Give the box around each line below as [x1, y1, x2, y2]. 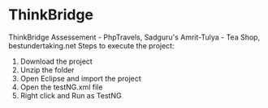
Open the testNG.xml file [19, 82, 103, 92]
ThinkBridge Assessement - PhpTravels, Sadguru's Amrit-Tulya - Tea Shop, [8, 32, 261, 42]
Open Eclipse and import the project [19, 73, 142, 83]
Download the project [19, 56, 93, 66]
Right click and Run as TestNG [19, 90, 122, 100]
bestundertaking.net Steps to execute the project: [8, 40, 175, 50]
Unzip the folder [19, 64, 75, 74]
